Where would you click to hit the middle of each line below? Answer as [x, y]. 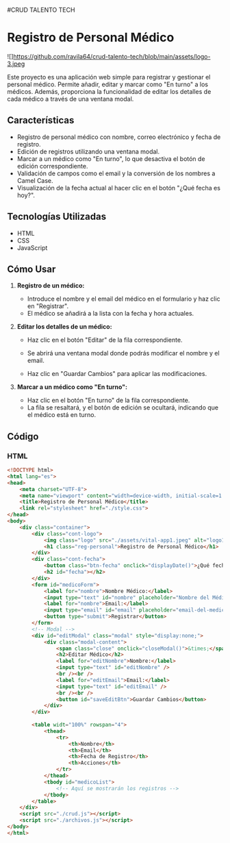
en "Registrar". [48, 306]
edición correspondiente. [52, 166]
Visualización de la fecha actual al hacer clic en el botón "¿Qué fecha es [119, 188]
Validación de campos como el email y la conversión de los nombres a [116, 173]
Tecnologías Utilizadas [57, 217]
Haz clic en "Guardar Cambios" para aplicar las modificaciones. [117, 374]
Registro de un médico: [51, 286]
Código [23, 437]
